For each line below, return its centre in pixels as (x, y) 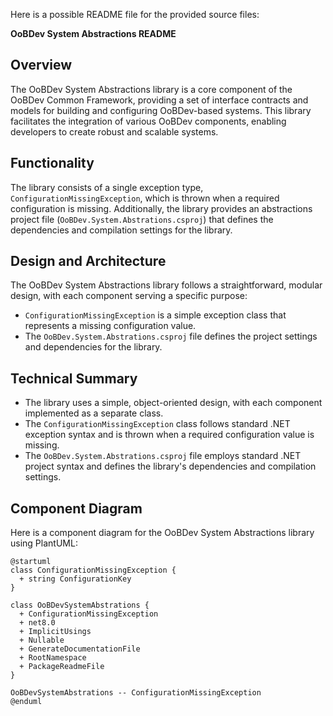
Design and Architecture (88, 261)
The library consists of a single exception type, (107, 187)
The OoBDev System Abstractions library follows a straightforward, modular (166, 285)
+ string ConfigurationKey (75, 579)
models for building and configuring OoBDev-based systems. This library (161, 110)
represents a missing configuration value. (110, 326)
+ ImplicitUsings (55, 632)
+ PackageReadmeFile (62, 667)
